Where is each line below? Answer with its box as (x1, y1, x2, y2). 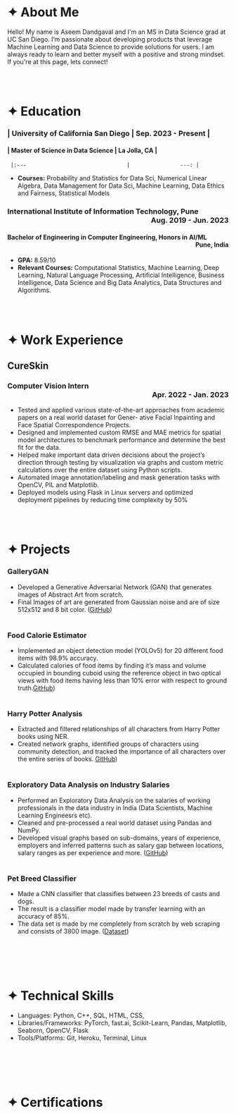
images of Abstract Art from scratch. (17, 590, 124, 599)
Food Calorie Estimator (7, 630, 87, 640)
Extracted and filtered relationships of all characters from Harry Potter (17, 725, 221, 733)
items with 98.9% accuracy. (17, 654, 98, 663)
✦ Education (7, 104, 81, 120)
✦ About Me (7, 4, 79, 20)
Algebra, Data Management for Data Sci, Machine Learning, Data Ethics (17, 181, 225, 190)
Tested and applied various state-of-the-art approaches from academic (17, 406, 225, 415)
